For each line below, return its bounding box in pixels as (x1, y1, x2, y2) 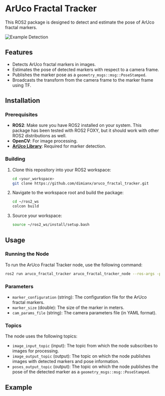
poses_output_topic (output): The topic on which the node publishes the (12, 364, 159, 369)
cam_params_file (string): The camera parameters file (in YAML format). (12, 309, 157, 315)
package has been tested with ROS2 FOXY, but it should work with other (12, 127, 159, 133)
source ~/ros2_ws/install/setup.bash (12, 222, 90, 227)
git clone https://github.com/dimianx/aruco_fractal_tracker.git (12, 181, 149, 186)
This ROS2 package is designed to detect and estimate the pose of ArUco (5, 19, 155, 25)
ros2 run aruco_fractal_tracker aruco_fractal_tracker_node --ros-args (5, 271, 155, 276)
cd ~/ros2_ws (12, 199, 39, 204)
